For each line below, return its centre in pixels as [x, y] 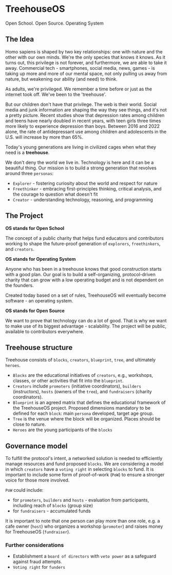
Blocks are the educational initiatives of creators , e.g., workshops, [83, 375]
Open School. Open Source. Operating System [54, 23]
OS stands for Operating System [41, 259]
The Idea [20, 39]
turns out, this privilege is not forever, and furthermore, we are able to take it [86, 63]
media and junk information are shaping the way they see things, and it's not [86, 110]
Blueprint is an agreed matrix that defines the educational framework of [89, 402]
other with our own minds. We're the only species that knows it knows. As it [85, 57]
